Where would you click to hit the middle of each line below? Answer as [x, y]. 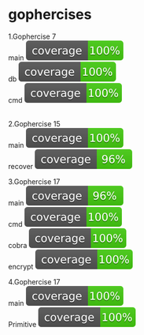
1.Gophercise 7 [32, 36]
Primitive [22, 324]
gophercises [50, 15]
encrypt [21, 266]
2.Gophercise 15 [34, 123]
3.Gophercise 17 [34, 181]
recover [21, 166]
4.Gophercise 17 [34, 281]
